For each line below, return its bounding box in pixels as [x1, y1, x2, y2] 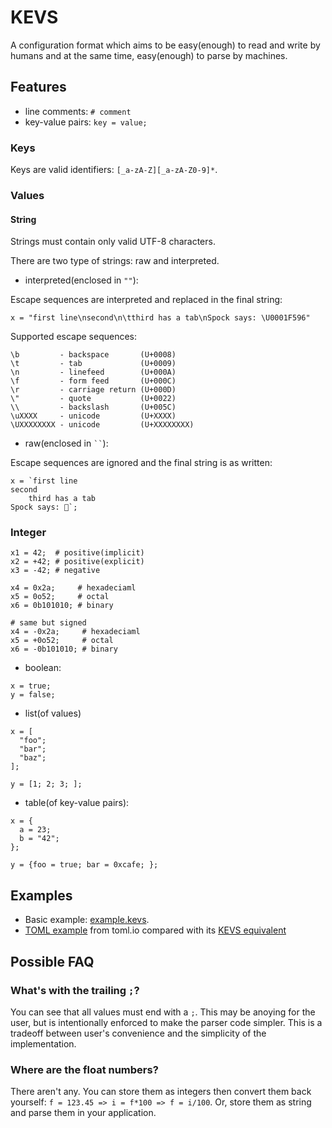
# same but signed [10, 618, 87, 628]
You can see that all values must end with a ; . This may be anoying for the [10, 1006, 316, 1018]
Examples [10, 887, 73, 904]
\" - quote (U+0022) [10, 394, 177, 404]
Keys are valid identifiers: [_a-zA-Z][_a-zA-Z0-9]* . [10, 164, 218, 176]
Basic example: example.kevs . [24, 914, 150, 926]
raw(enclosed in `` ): [24, 437, 109, 450]
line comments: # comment [24, 105, 132, 117]
